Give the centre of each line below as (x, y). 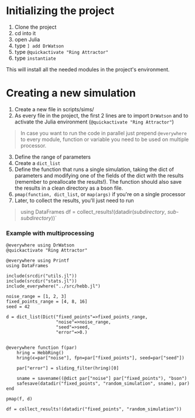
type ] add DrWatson (39, 46)
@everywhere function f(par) (42, 348)
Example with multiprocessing (50, 233)
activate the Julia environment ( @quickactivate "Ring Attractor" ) (94, 122)
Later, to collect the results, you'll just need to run (74, 200)
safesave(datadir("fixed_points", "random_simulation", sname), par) (103, 384)
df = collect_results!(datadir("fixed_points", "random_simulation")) (94, 409)
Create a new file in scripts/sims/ (54, 109)
